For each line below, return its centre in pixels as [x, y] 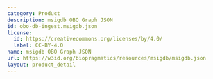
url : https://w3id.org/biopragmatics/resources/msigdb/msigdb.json [107, 58]
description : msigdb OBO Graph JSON [60, 20]
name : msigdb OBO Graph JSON [49, 52]
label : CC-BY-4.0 [39, 45]
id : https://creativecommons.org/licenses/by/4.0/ [88, 39]
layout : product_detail [42, 65]
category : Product [34, 13]
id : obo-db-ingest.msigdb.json [52, 26]
